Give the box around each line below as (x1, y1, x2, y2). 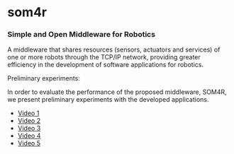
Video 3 (17, 124, 41, 133)
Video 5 (17, 139, 41, 148)
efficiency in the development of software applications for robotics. (7, 61, 204, 69)
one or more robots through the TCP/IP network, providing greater (7, 53, 201, 61)
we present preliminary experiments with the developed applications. (7, 95, 209, 104)
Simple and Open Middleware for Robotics (7, 30, 156, 40)
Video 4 (17, 131, 41, 140)
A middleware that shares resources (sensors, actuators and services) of (7, 45, 221, 54)
